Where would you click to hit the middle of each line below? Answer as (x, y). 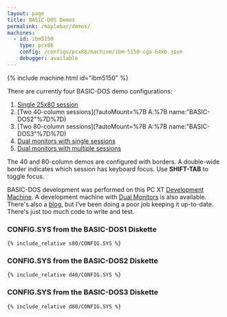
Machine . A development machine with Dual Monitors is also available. (107, 197)
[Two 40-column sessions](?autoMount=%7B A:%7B (92, 111)
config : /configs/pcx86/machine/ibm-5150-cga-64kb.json (101, 52)
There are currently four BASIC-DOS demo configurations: (90, 91)
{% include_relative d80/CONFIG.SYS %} (64, 307)
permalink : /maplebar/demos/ (49, 26)
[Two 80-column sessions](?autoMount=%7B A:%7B (92, 126)
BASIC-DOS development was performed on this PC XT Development (106, 189)
